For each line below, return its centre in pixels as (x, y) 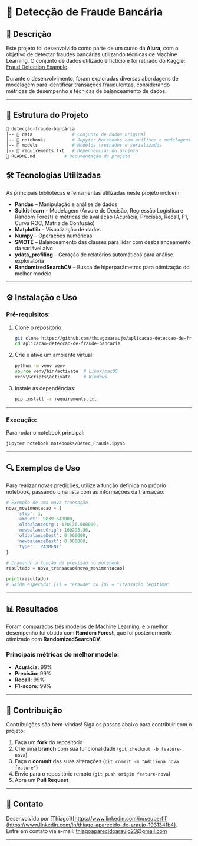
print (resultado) (27, 579)
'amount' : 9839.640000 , (46, 519)
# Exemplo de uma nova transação (47, 503)
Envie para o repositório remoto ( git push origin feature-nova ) (93, 773)
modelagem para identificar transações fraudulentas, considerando (88, 85)
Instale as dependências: (45, 388)
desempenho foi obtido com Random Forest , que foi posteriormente (89, 632)
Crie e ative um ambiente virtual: (54, 355)
